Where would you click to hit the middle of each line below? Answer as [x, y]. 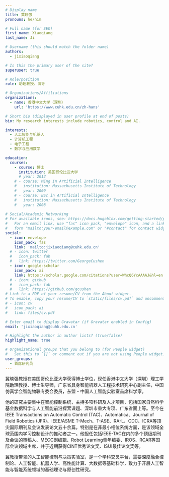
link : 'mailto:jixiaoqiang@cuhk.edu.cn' [57, 247]
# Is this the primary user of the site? [49, 65]
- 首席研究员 [22, 363]
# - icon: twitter [29, 252]
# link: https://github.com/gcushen [51, 289]
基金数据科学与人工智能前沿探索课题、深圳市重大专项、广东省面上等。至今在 [84, 408]
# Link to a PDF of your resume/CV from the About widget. [68, 294]
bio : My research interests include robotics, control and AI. [73, 121]
